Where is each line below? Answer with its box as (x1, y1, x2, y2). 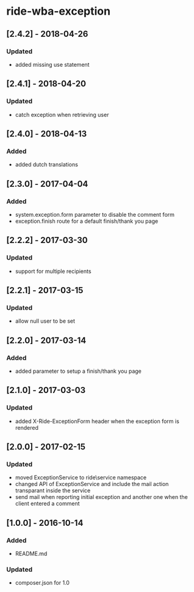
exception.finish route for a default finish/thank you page (15, 217, 159, 225)
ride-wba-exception (6, 4, 111, 18)
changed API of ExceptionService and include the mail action (15, 481, 169, 488)
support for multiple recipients (15, 268, 92, 275)
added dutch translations (15, 161, 78, 168)
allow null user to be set (15, 317, 75, 325)
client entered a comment (15, 500, 81, 508)
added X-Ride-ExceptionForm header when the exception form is (15, 418, 180, 425)
